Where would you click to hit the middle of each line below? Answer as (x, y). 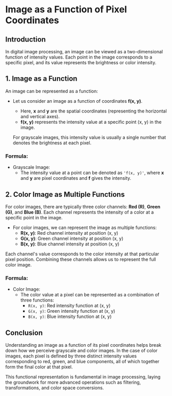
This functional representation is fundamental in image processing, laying (83, 377)
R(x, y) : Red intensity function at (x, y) (69, 306)
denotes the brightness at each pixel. (52, 143)
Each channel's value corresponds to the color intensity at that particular (82, 254)
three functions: (37, 300)
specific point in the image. (34, 217)
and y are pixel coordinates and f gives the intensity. (76, 178)
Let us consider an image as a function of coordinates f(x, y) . (78, 101)
